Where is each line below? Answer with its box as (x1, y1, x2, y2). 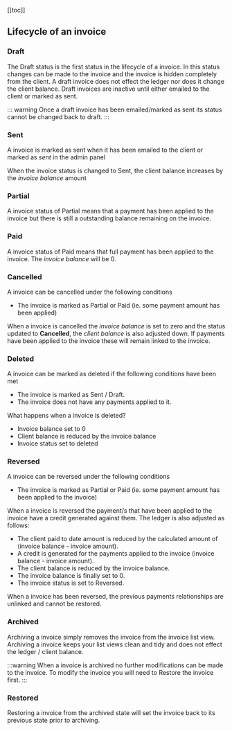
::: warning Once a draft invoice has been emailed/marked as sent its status (7, 105, 222, 114)
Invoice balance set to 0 (17, 425, 86, 433)
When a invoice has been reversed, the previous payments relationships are (7, 592, 224, 601)
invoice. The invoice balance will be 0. (7, 254, 116, 263)
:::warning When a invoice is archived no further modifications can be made (7, 661, 224, 669)
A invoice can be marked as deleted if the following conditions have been (7, 370, 217, 378)
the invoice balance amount (7, 173, 87, 182)
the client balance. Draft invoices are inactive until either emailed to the (7, 85, 210, 93)
